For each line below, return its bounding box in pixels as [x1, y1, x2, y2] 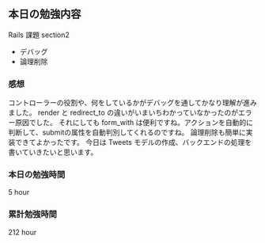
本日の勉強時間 [8, 169, 66, 180]
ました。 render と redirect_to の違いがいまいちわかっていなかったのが [8, 108, 239, 117]
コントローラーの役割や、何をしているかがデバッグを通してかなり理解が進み [8, 98, 257, 108]
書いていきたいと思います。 [8, 147, 98, 157]
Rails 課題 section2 [8, 30, 70, 40]
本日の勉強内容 [8, 7, 81, 21]
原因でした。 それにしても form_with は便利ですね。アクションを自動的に [14, 118, 254, 127]
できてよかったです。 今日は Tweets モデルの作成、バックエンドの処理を [14, 138, 252, 147]
